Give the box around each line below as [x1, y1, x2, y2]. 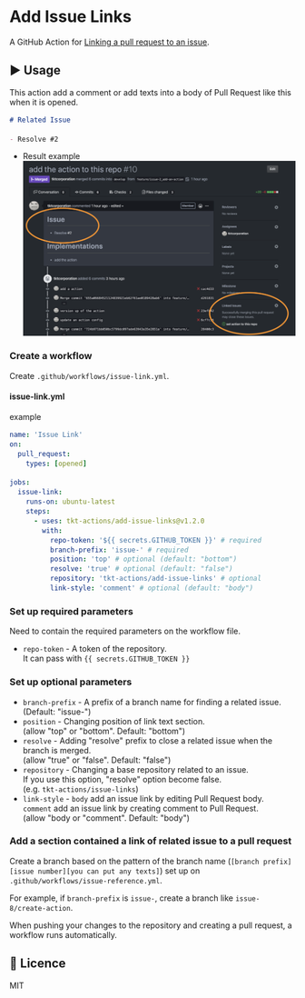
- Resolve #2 [9, 135, 59, 144]
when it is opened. [9, 96, 79, 107]
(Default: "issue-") [22, 706, 92, 717]
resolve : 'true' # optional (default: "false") [49, 564, 233, 574]
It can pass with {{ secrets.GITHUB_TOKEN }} [22, 653, 191, 664]
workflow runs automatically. [9, 929, 118, 940]
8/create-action [9, 903, 71, 913]
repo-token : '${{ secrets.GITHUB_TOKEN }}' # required [49, 535, 261, 544]
